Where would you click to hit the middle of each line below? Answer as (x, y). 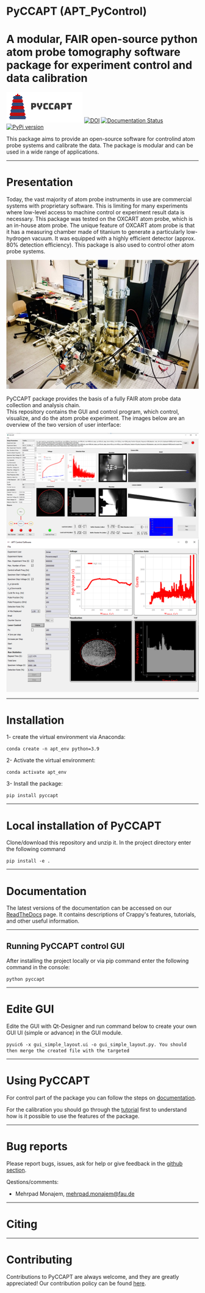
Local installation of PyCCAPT (84, 826)
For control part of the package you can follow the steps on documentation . (101, 1098)
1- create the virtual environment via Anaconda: (66, 737)
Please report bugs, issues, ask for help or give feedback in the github (95, 1163)
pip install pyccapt (33, 796)
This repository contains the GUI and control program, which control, (93, 411)
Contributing (39, 1260)
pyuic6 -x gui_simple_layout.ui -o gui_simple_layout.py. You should (97, 1045)
